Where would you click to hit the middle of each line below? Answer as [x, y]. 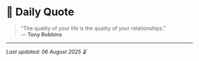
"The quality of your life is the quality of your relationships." [93, 28]
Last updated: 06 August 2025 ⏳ [46, 52]
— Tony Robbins [41, 34]
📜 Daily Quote [40, 12]
